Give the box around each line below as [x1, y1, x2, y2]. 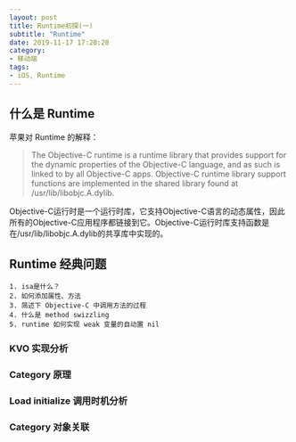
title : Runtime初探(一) [9, 21, 94, 30]
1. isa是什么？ [9, 282, 61, 291]
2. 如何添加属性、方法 [9, 291, 82, 301]
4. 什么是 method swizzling [9, 311, 110, 320]
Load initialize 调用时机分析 [9, 395, 127, 407]
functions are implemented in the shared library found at [30, 177, 239, 188]
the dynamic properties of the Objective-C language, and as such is [30, 159, 281, 169]
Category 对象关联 [9, 421, 90, 433]
